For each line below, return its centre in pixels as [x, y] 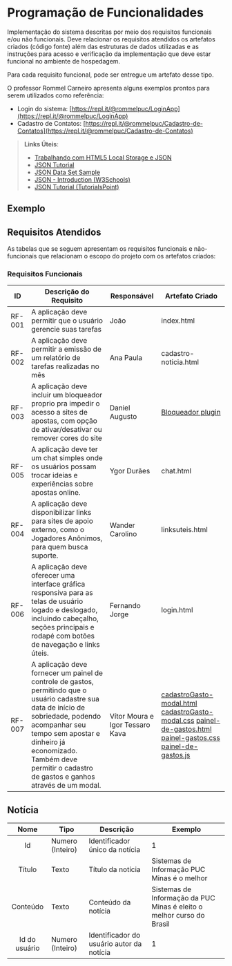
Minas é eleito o [177, 907]
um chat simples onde [67, 458]
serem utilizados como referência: [56, 95]
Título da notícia [115, 870]
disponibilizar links [61, 513]
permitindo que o [59, 690]
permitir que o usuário [67, 321]
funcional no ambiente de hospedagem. [64, 61]
